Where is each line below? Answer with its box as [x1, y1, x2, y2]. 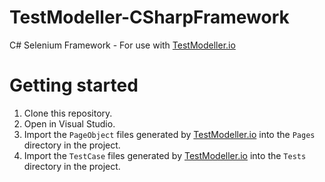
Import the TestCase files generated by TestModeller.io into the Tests [23, 149, 307, 161]
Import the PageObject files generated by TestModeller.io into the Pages [23, 128, 316, 140]
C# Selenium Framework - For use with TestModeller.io [9, 39, 236, 51]
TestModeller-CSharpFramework [9, 6, 290, 29]
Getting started [9, 74, 139, 97]
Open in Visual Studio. [23, 117, 116, 130]
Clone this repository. [23, 107, 113, 119]
